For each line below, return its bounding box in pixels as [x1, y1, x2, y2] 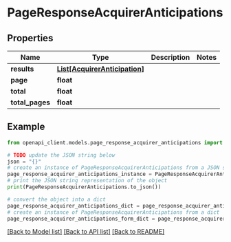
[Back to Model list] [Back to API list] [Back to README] [7, 228, 165, 236]
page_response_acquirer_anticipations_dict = [7, 202, 140, 209]
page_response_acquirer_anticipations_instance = [7, 170, 153, 178]
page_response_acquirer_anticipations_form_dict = [7, 215, 155, 222]
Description [151, 53, 190, 62]
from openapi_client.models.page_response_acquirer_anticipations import [7, 139, 223, 146]
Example [7, 121, 45, 133]
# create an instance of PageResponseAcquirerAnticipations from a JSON [7, 164, 220, 171]
